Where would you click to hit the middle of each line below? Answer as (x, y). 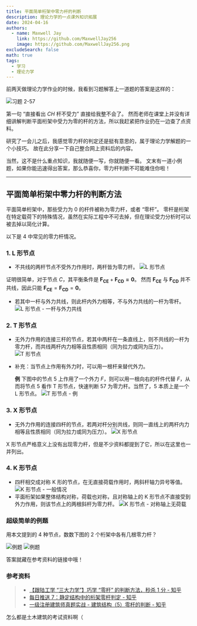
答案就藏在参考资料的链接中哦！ (45, 560)
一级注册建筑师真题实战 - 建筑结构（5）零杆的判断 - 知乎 (98, 605)
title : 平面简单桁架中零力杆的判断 (44, 11)
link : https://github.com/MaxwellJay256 (67, 39)
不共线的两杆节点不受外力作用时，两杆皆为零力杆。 (76, 267)
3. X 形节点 (22, 410)
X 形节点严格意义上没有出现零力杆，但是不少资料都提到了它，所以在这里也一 (98, 444)
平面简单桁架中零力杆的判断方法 (64, 194)
